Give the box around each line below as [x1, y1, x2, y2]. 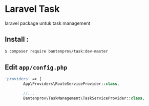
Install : [5, 35, 29, 44]
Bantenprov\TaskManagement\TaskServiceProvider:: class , [23, 96, 145, 101]
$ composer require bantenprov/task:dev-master [5, 48, 109, 54]
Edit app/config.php [5, 63, 68, 72]
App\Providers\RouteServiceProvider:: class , [23, 81, 120, 86]
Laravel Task [5, 3, 60, 15]
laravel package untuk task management [5, 20, 91, 26]
